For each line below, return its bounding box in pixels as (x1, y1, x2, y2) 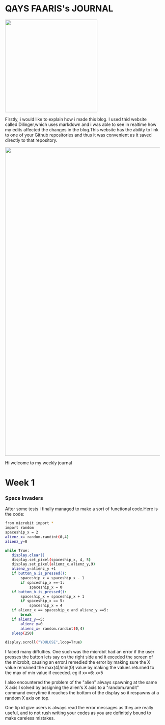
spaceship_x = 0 (29, 585, 63, 590)
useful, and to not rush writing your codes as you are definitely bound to (5, 710, 151, 716)
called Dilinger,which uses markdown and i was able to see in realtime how (5, 121, 157, 127)
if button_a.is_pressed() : (11, 571, 67, 576)
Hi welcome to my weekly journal (5, 460, 72, 466)
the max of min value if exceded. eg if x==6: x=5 (5, 670, 103, 676)
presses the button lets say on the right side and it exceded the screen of (5, 654, 153, 660)
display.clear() (11, 553, 45, 558)
